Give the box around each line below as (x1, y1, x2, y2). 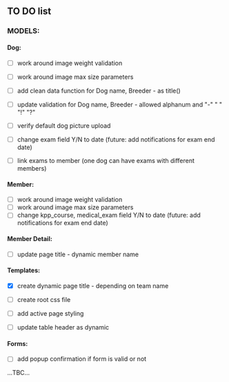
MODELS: (7, 26, 40, 36)
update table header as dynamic (17, 323, 110, 331)
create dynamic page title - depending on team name (17, 281, 169, 289)
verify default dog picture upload (17, 121, 111, 130)
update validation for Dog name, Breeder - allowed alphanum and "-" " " (17, 100, 223, 108)
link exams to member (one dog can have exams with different (17, 156, 195, 164)
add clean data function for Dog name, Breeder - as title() (17, 86, 181, 95)
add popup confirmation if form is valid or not (17, 355, 147, 363)
